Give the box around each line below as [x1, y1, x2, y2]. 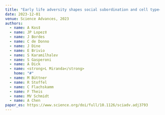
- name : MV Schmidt [9, 93, 50, 98]
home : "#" [14, 71, 34, 76]
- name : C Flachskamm [9, 84, 54, 90]
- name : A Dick [9, 62, 41, 67]
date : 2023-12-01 [5, 12, 41, 17]
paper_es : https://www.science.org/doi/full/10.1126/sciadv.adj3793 [5, 103, 148, 108]
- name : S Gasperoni [9, 57, 52, 62]
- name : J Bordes [9, 35, 45, 40]
